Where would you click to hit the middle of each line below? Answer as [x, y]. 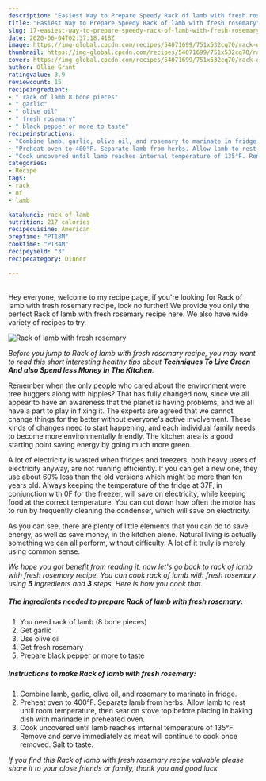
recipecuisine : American [49, 230]
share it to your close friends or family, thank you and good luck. [114, 768]
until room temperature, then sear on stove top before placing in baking [136, 710]
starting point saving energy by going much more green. [100, 444]
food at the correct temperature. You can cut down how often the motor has [132, 502]
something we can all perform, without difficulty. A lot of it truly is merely [127, 543]
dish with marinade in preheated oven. [82, 719]
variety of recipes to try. [47, 322]
